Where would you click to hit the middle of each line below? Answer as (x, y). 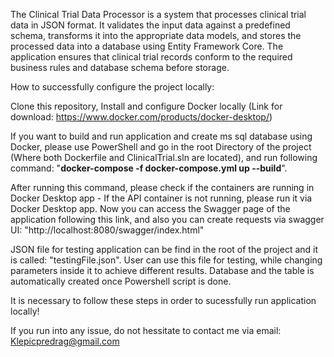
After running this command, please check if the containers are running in (162, 187)
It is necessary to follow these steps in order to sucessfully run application (163, 300)
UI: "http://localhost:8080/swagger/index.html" (107, 230)
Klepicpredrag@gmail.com (65, 341)
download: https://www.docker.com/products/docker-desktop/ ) (141, 117)
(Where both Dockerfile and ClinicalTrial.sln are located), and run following (164, 157)
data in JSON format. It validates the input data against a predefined (150, 25)
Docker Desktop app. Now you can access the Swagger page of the (150, 208)
